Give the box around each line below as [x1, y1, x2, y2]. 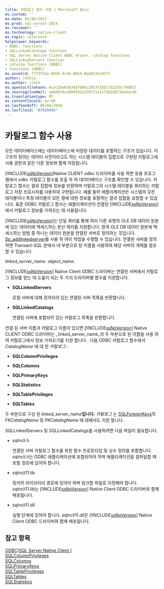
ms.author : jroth [5, 80, 41, 85]
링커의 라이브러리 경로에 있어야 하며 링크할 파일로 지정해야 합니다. [12, 480, 138, 486]
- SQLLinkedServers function [5, 58, 65, 62]
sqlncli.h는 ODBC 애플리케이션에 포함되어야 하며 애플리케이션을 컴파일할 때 [12, 453, 157, 460]
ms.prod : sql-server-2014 [5, 21, 58, 26]
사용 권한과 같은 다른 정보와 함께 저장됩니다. [5, 160, 89, 166]
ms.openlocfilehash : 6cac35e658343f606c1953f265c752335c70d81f [5, 85, 137, 90]
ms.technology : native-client [5, 30, 67, 35]
